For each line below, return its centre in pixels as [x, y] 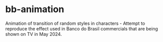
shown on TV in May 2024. [34, 34]
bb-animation [35, 9]
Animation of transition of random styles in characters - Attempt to [75, 23]
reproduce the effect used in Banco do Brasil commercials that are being [82, 28]
